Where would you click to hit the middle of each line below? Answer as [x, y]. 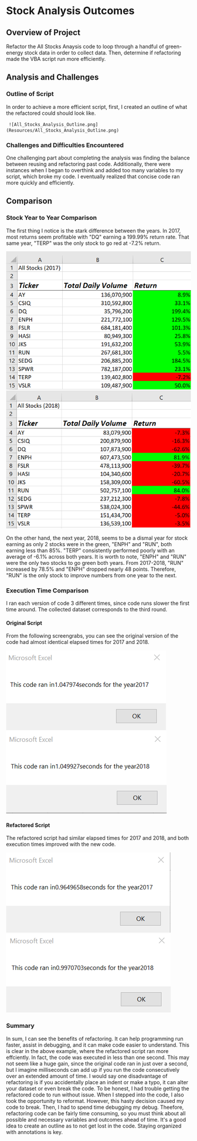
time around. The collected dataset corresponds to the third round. [87, 609]
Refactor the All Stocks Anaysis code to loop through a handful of [85, 46]
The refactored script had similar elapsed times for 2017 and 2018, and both [98, 838]
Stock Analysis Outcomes [70, 11]
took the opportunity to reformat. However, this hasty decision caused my [95, 1101]
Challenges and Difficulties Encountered [65, 145]
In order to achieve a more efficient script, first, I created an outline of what [97, 107]
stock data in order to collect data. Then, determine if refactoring [103, 53]
